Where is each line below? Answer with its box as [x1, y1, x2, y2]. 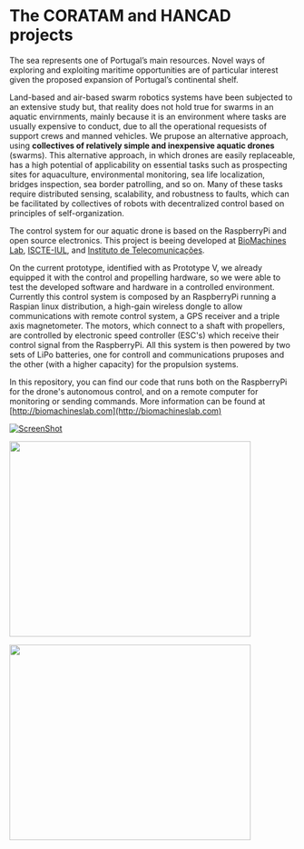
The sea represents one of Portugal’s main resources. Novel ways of [9, 55, 266, 65]
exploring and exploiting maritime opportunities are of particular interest [9, 65, 279, 75]
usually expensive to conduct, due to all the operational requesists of [9, 120, 268, 132]
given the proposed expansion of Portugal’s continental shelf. [9, 74, 239, 85]
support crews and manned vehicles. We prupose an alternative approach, [9, 130, 289, 141]
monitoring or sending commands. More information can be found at [9, 395, 266, 406]
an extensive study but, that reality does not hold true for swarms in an [9, 101, 274, 112]
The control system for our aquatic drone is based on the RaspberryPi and [9, 225, 288, 236]
